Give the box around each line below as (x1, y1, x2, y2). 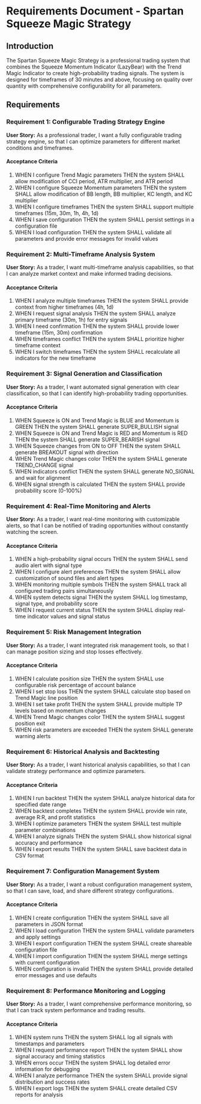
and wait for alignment (14, 474, 71, 481)
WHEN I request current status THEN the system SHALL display (14, 607, 173, 614)
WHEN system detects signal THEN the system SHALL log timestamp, (14, 593, 188, 601)
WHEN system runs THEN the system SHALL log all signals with (14, 1034, 173, 1041)
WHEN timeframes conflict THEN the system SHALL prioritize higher (14, 335, 185, 343)
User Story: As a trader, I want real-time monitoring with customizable (6, 515, 180, 523)
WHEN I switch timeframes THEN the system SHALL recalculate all (14, 348, 180, 356)
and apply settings (14, 933, 61, 941)
